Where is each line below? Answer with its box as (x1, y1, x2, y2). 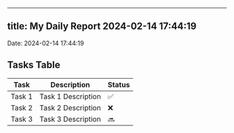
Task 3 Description (39, 114, 101, 124)
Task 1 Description (39, 91, 101, 101)
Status (107, 79, 130, 89)
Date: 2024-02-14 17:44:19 (7, 39, 84, 47)
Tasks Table (7, 59, 61, 71)
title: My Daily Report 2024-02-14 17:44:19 (7, 20, 197, 32)
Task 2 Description (39, 102, 101, 112)
